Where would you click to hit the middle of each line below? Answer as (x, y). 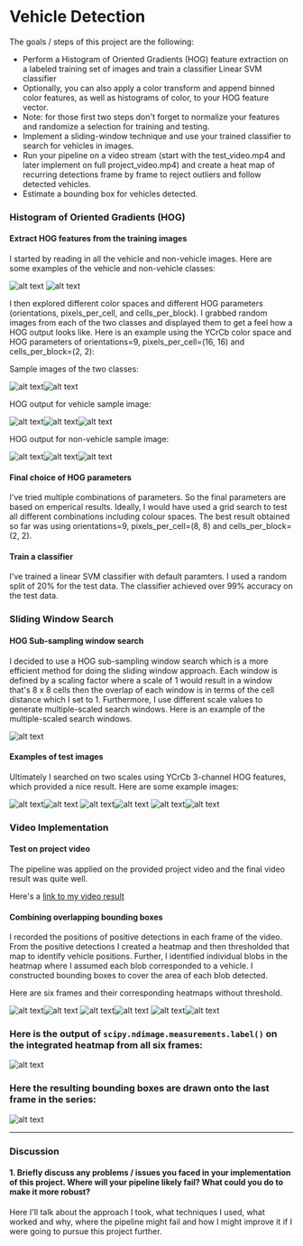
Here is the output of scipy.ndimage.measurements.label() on (143, 1034)
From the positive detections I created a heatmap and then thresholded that (150, 947)
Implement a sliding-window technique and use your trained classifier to (156, 136)
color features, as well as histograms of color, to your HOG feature (145, 98)
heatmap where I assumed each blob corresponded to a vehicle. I (131, 966)
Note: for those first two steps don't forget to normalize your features (151, 117)
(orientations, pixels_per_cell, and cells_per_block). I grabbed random (138, 313)
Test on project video (50, 849)
